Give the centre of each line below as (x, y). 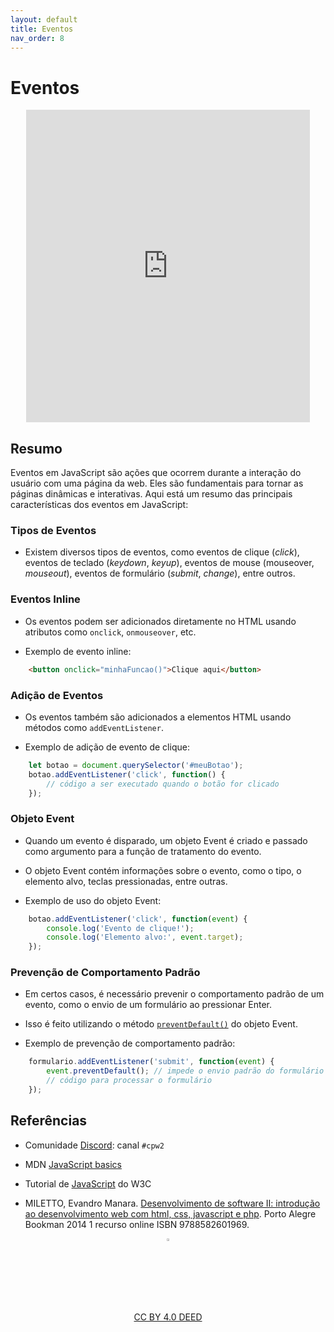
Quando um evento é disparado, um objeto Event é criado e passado (166, 840)
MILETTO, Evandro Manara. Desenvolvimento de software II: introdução (172, 1203)
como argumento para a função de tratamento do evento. (143, 851)
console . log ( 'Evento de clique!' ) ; (120, 928)
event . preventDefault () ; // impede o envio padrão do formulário (185, 1071)
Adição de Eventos (57, 695)
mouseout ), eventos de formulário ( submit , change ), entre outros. (160, 573)
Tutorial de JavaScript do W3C (88, 1183)
